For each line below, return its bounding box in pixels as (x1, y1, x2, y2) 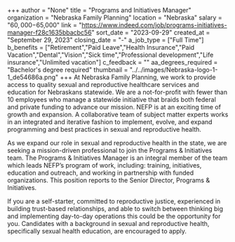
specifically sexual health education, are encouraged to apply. (7, 227, 187, 235)
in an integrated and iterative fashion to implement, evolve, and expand (7, 118, 213, 126)
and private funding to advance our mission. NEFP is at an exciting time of (7, 103, 221, 111)
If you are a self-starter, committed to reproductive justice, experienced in (7, 197, 221, 206)
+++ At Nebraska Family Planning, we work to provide (59, 73, 216, 81)
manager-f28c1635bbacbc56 (7, 28, 93, 36)
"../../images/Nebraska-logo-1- (129, 66, 218, 74)
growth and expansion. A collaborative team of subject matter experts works (7, 110, 229, 119)
